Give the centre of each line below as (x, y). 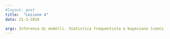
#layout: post (20, 10)
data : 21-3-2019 (22, 19)
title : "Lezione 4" (27, 15)
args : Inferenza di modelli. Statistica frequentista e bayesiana (77, 28)
